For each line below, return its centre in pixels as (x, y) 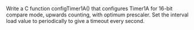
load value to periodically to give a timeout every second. (76, 21)
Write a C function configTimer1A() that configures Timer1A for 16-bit (89, 9)
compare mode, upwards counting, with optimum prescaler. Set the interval (98, 15)
